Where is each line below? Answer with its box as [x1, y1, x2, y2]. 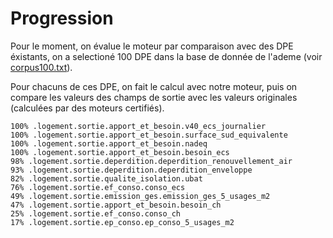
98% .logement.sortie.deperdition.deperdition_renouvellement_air [10, 156, 293, 166]
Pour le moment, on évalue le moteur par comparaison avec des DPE [10, 40, 294, 52]
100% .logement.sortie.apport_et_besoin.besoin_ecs [10, 147, 230, 157]
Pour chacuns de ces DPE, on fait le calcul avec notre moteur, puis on [10, 80, 298, 92]
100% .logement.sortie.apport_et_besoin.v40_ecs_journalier [10, 121, 267, 131]
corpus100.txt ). [10, 61, 73, 73]
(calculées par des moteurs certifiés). [10, 102, 165, 114]
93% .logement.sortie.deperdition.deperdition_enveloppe [10, 165, 253, 175]
